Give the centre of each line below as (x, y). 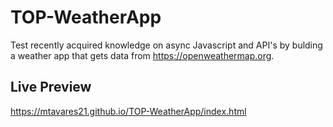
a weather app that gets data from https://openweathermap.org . (142, 55)
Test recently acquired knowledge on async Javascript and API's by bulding (166, 45)
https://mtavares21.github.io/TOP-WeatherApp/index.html (128, 111)
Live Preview (51, 87)
